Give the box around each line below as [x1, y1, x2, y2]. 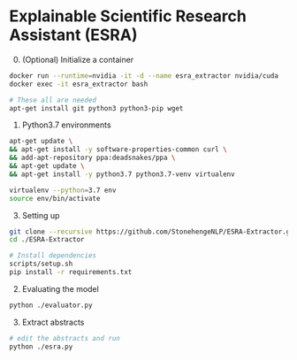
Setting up [21, 210, 60, 220]
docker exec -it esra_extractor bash [9, 80, 148, 88]
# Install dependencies [9, 251, 97, 260]
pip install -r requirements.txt [9, 268, 133, 277]
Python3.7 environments [21, 119, 112, 130]
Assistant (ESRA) [9, 25, 138, 45]
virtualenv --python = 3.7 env [9, 186, 117, 195]
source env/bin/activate [9, 194, 101, 203]
